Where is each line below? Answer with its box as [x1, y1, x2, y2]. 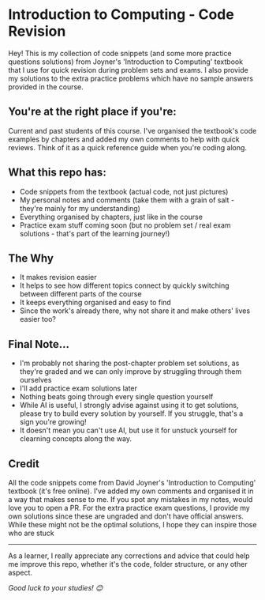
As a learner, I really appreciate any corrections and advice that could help [8, 551, 250, 560]
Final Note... [8, 338, 69, 351]
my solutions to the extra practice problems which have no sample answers [8, 74, 254, 83]
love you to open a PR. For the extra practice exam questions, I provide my [8, 504, 250, 512]
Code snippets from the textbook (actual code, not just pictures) [19, 187, 229, 196]
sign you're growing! [19, 417, 87, 427]
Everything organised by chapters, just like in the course [19, 212, 203, 221]
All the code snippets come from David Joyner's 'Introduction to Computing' [8, 478, 256, 487]
